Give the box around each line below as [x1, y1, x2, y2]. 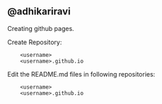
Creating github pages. [7, 24, 74, 32]
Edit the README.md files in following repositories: [7, 70, 156, 78]
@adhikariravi [7, 6, 71, 18]
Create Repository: [7, 38, 62, 46]
